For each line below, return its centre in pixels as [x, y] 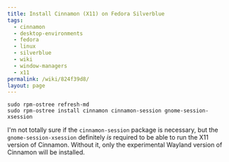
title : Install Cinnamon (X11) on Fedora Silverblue [86, 14]
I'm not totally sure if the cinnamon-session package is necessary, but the [113, 130]
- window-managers [41, 66]
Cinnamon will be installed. [46, 152]
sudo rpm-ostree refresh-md [48, 105]
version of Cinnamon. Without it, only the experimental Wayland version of [115, 145]
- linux [25, 46]
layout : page [26, 86]
